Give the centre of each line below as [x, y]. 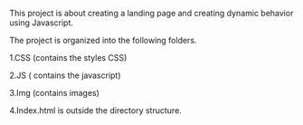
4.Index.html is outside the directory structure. [96, 111]
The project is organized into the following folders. [103, 40]
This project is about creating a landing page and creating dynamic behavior [151, 13]
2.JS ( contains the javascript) [65, 75]
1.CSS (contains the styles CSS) [68, 58]
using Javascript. [42, 23]
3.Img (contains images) [54, 93]
